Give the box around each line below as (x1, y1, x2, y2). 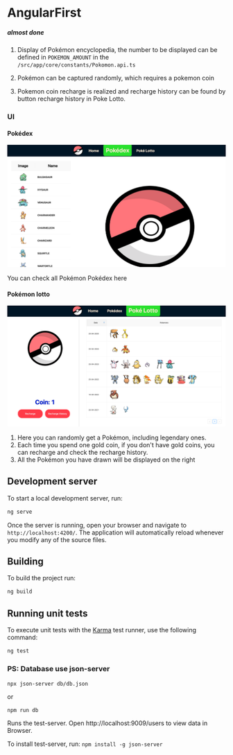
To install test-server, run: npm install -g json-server (7, 740, 163, 748)
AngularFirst (7, 5, 82, 21)
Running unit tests (7, 607, 88, 619)
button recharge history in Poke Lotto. (17, 95, 126, 103)
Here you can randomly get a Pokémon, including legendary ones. (17, 433, 207, 442)
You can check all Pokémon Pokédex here (7, 274, 127, 282)
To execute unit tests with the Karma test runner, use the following (7, 626, 196, 634)
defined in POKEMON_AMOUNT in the (17, 53, 110, 62)
